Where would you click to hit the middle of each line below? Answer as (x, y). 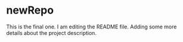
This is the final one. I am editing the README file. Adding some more (91, 27)
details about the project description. (52, 33)
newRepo (30, 10)
